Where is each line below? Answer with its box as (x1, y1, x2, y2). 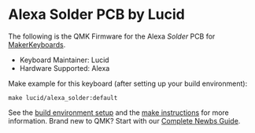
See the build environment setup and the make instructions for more (8, 108, 230, 117)
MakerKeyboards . (8, 39, 66, 49)
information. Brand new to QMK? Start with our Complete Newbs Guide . (8, 116, 241, 125)
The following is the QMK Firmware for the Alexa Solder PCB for (8, 31, 216, 41)
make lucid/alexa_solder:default (8, 94, 118, 102)
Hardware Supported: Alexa (19, 63, 110, 72)
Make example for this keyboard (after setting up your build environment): (8, 79, 248, 88)
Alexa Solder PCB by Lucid (8, 6, 185, 24)
